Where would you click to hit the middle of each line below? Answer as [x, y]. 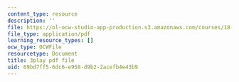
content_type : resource [43, 14]
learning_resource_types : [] [51, 41]
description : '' [31, 21]
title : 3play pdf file [41, 61]
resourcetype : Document [43, 54]
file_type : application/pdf [49, 34]
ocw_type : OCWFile [34, 47]
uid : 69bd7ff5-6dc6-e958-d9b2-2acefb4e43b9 [73, 67]
